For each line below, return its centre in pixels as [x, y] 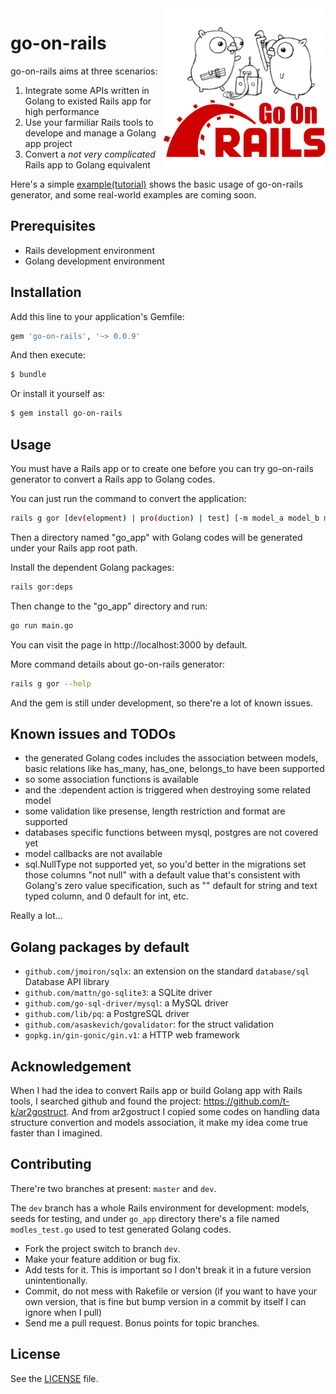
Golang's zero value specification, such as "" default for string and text [171, 886]
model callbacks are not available [93, 854]
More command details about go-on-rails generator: [117, 664]
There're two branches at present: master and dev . [113, 1188]
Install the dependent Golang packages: [92, 567]
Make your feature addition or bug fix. [103, 1259]
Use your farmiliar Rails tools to [89, 122]
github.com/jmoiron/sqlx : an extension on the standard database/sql [167, 971]
